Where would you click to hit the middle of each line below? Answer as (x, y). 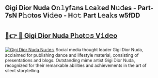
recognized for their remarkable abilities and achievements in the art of (76, 65)
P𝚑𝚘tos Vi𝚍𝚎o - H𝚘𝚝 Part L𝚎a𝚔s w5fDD (79, 16)
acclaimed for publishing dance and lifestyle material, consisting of (72, 55)
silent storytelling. (23, 70)
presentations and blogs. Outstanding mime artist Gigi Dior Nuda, (70, 60)
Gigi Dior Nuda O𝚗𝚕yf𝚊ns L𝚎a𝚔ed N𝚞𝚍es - (71, 8)
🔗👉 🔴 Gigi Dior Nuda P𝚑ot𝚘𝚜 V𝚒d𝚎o (61, 36)
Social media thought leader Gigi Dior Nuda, (99, 50)
